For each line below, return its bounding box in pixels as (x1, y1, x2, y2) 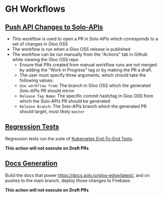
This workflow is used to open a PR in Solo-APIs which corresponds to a (12, 36, 158, 42)
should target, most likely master (19, 109, 85, 114)
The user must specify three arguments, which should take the (19, 72, 146, 78)
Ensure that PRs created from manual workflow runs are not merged (19, 62, 157, 67)
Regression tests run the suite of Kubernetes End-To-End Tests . (5, 135, 134, 141)
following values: (19, 77, 54, 83)
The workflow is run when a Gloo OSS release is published (12, 46, 131, 52)
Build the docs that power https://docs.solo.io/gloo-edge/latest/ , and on (5, 172, 150, 178)
